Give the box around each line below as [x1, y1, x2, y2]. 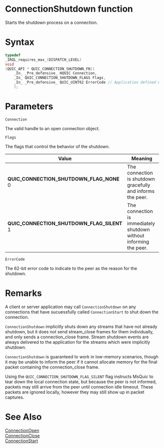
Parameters [5, 101, 54, 112]
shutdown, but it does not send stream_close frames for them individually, [5, 329, 154, 334]
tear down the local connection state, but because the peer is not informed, [5, 379, 157, 385]
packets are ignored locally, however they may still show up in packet [5, 389, 145, 395]
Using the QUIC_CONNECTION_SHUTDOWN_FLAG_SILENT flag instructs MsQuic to [5, 373, 154, 379]
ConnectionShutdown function [5, 3, 133, 15]
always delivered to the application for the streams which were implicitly [5, 339, 150, 345]
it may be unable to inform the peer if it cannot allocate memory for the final [5, 359, 158, 365]
